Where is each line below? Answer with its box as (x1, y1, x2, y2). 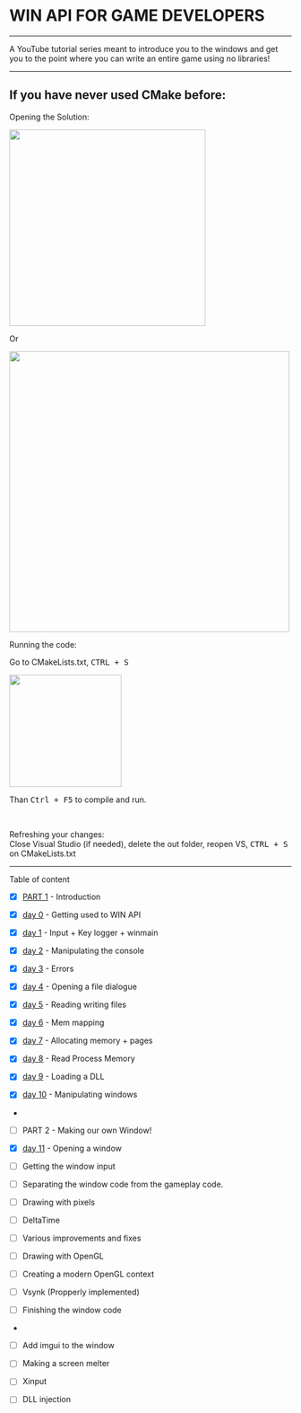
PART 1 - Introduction (21, 891, 101, 902)
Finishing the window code (21, 1304, 123, 1316)
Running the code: (9, 639, 78, 649)
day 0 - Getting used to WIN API (21, 909, 142, 920)
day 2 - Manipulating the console (21, 945, 145, 956)
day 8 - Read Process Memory (21, 1053, 136, 1064)
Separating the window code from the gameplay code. (21, 1179, 224, 1189)
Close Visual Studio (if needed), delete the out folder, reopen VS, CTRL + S (9, 838, 288, 849)
